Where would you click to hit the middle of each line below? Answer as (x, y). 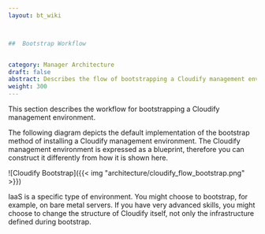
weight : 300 (28, 87)
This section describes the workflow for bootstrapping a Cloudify (114, 109)
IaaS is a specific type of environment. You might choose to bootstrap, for (128, 197)
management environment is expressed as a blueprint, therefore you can (126, 149)
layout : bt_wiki (35, 15)
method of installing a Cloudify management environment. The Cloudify (124, 141)
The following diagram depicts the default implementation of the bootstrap (129, 132)
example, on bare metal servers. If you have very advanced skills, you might (132, 205)
